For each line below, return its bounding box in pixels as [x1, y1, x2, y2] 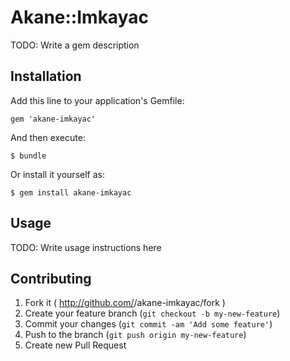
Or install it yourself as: [10, 168, 105, 180]
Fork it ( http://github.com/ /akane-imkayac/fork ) [24, 297, 226, 309]
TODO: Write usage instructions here [10, 241, 162, 253]
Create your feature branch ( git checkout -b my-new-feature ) [24, 307, 281, 320]
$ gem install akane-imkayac [10, 187, 132, 198]
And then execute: [10, 131, 86, 143]
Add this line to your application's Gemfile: [10, 94, 185, 106]
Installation [10, 68, 82, 85]
